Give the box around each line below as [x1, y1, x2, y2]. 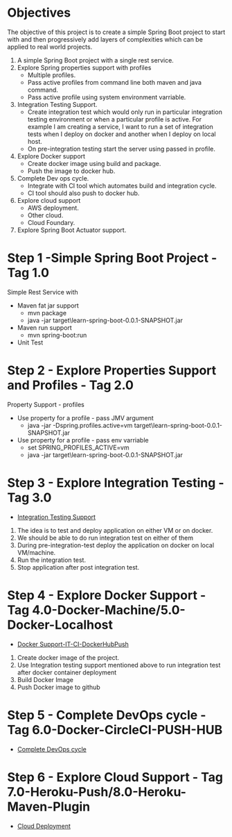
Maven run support [17, 323, 73, 331]
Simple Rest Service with [7, 288, 78, 296]
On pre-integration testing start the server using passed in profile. [27, 144, 216, 153]
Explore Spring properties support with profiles [17, 63, 152, 72]
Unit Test [17, 338, 44, 347]
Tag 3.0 [7, 490, 52, 505]
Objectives [7, 5, 71, 21]
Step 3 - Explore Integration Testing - [7, 475, 224, 490]
